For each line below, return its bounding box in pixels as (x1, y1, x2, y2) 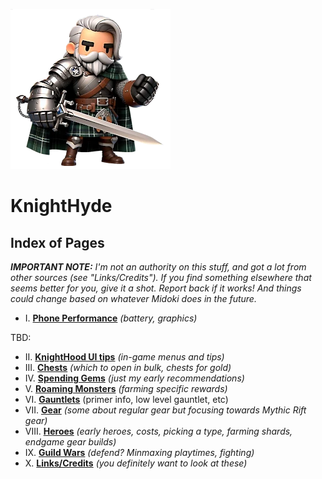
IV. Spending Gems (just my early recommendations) (24, 372, 245, 384)
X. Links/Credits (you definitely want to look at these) (24, 457, 248, 469)
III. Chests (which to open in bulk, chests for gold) (24, 362, 232, 373)
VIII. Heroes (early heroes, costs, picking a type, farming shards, (24, 425, 293, 437)
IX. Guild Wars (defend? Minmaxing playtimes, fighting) (24, 447, 255, 458)
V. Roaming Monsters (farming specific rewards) (24, 383, 228, 394)
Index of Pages (10, 234, 105, 251)
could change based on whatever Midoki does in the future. (10, 293, 257, 304)
